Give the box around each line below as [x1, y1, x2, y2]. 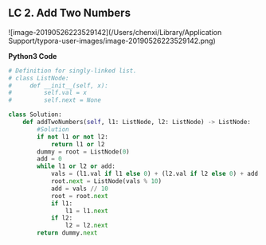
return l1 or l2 [50, 140, 105, 148]
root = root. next [50, 192, 109, 200]
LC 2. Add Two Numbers [8, 6, 131, 20]
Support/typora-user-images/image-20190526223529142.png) [8, 36, 217, 45]
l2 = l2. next [65, 222, 109, 230]
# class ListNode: [8, 74, 69, 82]
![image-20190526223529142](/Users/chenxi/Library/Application [8, 27, 222, 37]
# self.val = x [8, 89, 88, 97]
